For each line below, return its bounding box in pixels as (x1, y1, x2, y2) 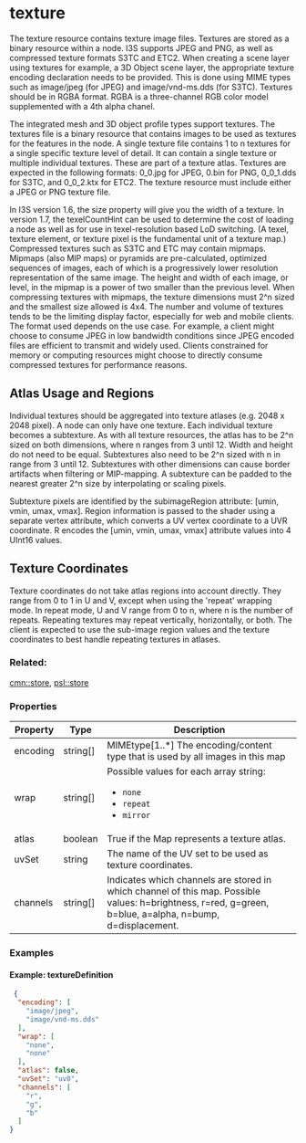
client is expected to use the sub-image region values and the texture (9, 624, 270, 634)
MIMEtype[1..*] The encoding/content (107, 739, 272, 751)
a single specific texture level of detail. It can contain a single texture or (9, 147, 278, 158)
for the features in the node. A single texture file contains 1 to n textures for (9, 138, 291, 149)
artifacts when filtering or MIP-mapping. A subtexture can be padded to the (9, 468, 292, 479)
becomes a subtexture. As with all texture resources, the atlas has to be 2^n (9, 429, 294, 440)
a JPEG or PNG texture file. (9, 186, 111, 197)
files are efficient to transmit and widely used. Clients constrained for (9, 340, 269, 351)
